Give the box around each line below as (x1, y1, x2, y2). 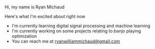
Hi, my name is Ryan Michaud (4, 4, 65, 10)
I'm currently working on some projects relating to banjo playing (11, 28, 141, 33)
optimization (11, 33, 37, 39)
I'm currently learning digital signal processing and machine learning (11, 23, 151, 29)
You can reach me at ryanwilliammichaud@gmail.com (11, 38, 121, 44)
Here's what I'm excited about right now (4, 14, 85, 19)
